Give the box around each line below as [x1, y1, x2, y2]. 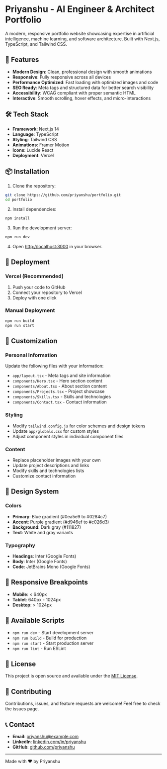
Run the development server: [12, 225, 72, 231]
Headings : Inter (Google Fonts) [12, 553, 77, 559]
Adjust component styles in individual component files [12, 433, 124, 439]
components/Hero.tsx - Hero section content [12, 378, 103, 384]
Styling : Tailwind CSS [12, 136, 57, 142]
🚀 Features [5, 56, 39, 64]
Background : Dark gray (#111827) [12, 524, 81, 530]
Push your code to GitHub [12, 284, 66, 290]
